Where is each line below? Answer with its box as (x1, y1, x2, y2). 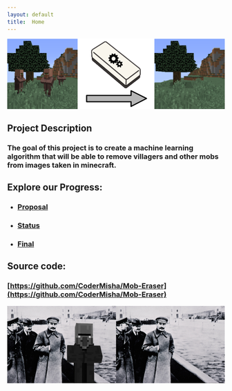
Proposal (17, 202, 48, 212)
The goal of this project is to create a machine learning (7, 143, 193, 152)
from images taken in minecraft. (7, 160, 117, 170)
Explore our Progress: (7, 181, 103, 193)
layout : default (7, 11, 54, 18)
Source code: (7, 261, 66, 272)
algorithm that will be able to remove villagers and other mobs (7, 152, 219, 161)
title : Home (7, 18, 45, 26)
